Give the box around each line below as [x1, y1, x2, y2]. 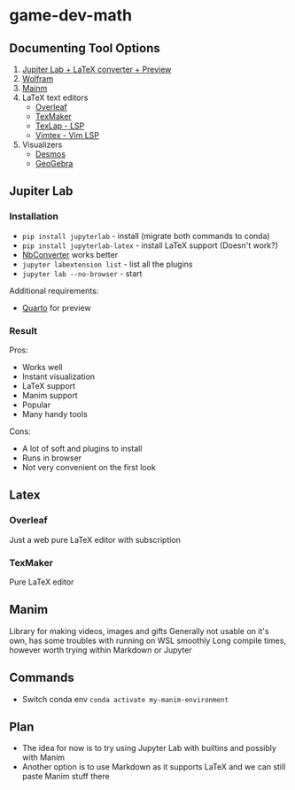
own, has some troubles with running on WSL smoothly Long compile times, [9, 635, 286, 646]
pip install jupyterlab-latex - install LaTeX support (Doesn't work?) [21, 240, 279, 251]
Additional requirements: [9, 285, 99, 296]
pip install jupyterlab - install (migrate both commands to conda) [21, 230, 270, 241]
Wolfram [21, 74, 54, 84]
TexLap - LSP [35, 120, 85, 131]
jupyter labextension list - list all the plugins [21, 259, 193, 269]
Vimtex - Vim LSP [35, 130, 100, 140]
